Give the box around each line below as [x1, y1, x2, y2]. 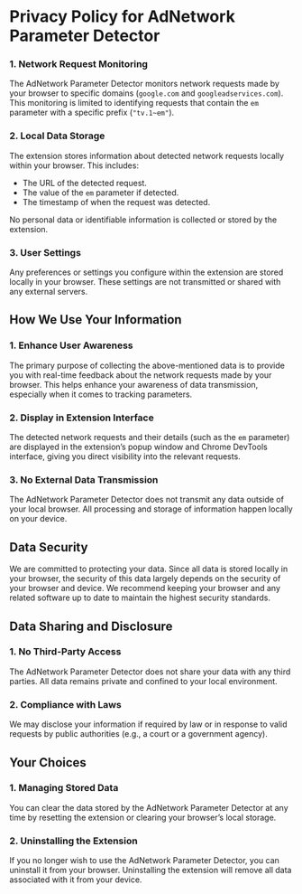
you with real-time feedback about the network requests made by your [9, 369, 272, 381]
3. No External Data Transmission [9, 473, 159, 485]
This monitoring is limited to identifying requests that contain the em [9, 98, 260, 108]
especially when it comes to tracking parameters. [9, 389, 193, 400]
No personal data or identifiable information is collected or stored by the [9, 214, 278, 225]
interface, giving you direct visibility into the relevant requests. [9, 451, 241, 462]
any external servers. [9, 287, 88, 297]
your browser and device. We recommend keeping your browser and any [9, 583, 281, 594]
